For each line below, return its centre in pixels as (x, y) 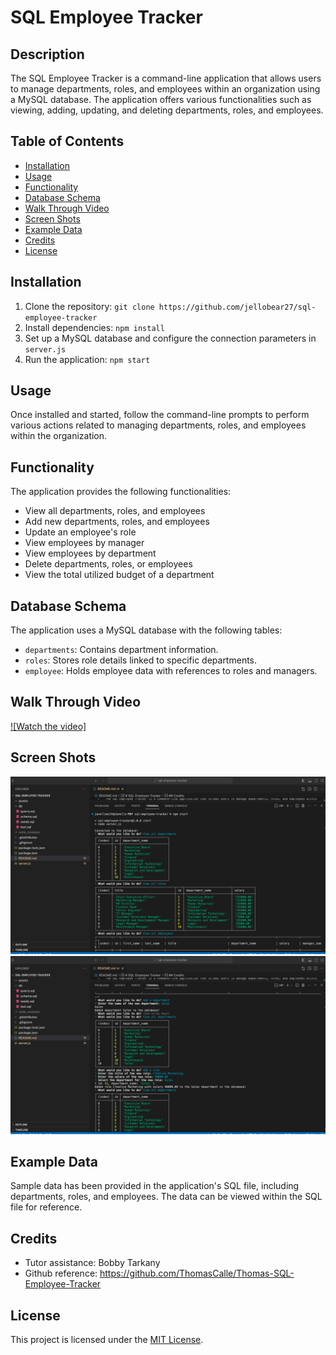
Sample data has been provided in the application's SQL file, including (155, 1186)
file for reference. (46, 1207)
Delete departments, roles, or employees (108, 564)
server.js (45, 349)
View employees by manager (84, 543)
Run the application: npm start (87, 359)
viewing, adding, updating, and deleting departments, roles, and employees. (167, 110)
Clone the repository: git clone (89, 306)
